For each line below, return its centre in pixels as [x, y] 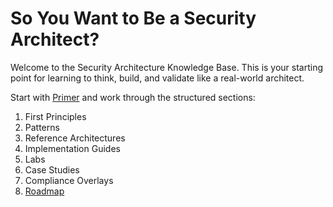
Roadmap [44, 191]
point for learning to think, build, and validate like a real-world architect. [157, 78]
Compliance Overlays [69, 180]
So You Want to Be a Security [133, 18]
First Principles [55, 116]
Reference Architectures [75, 138]
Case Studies [52, 169]
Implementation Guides [72, 148]
